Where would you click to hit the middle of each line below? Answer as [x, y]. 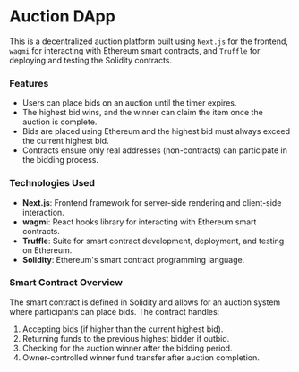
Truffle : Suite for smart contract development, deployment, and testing [153, 241]
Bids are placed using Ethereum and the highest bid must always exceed [156, 131]
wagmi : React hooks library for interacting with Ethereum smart [139, 222]
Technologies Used [52, 183]
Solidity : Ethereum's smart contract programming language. [133, 259]
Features [29, 83]
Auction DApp [63, 17]
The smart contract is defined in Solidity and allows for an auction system [145, 302]
